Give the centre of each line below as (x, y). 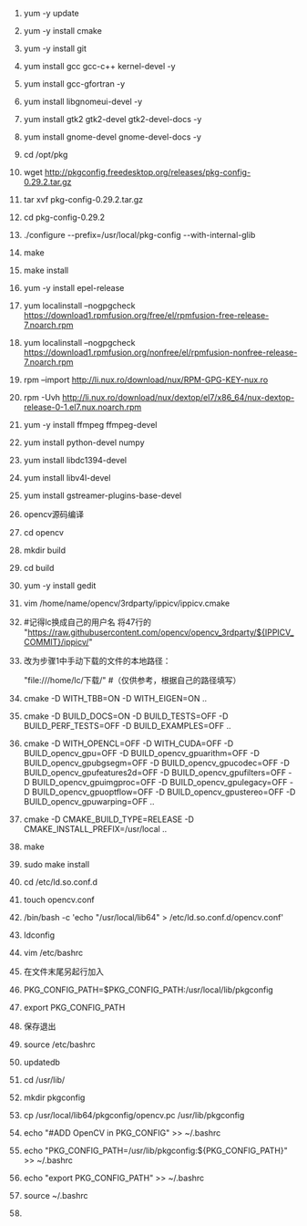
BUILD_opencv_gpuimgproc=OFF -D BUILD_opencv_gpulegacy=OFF (159, 782)
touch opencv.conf (59, 899)
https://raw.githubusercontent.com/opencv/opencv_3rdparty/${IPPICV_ (161, 632)
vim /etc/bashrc (53, 953)
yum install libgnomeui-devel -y (83, 101)
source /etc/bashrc (59, 1044)
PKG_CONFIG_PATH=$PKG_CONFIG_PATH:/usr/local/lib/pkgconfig (148, 990)
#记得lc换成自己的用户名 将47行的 (87, 622)
